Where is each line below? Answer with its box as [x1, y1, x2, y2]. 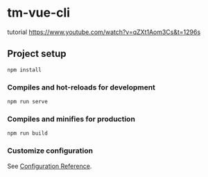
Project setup [7, 48, 67, 60]
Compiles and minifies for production [7, 114, 135, 124]
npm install [7, 66, 42, 74]
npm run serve [7, 99, 49, 106]
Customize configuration [7, 146, 94, 155]
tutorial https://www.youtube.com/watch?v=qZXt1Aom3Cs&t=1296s [7, 28, 201, 36]
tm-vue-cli [7, 5, 71, 21]
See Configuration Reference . [7, 162, 92, 170]
